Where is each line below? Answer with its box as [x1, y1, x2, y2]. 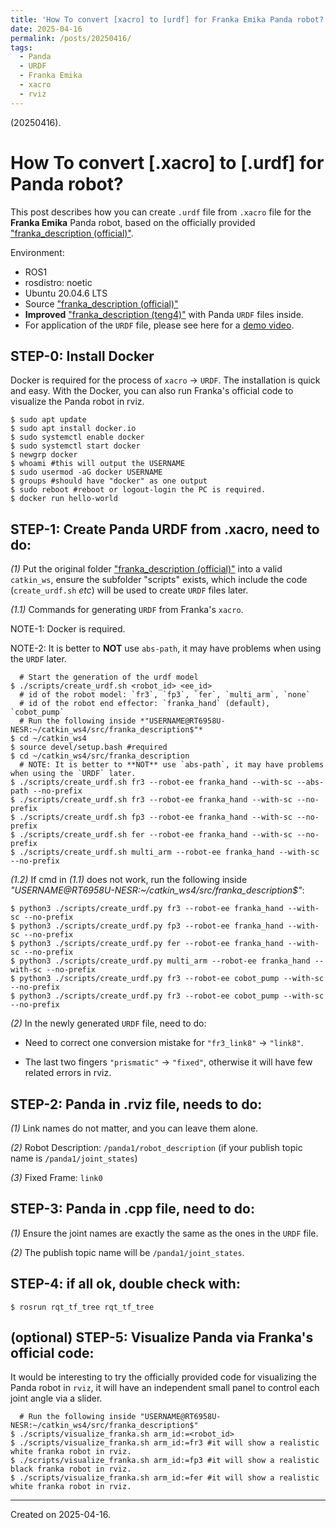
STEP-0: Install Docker [10, 347, 155, 365]
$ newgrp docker [10, 450, 78, 460]
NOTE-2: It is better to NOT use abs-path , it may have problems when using [10, 642, 322, 655]
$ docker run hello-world [10, 494, 118, 504]
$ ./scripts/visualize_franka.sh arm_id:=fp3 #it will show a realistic [10, 1456, 320, 1466]
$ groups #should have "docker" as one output [10, 476, 208, 486]
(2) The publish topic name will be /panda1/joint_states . [10, 1246, 245, 1258]
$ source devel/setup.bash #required [10, 742, 168, 753]
